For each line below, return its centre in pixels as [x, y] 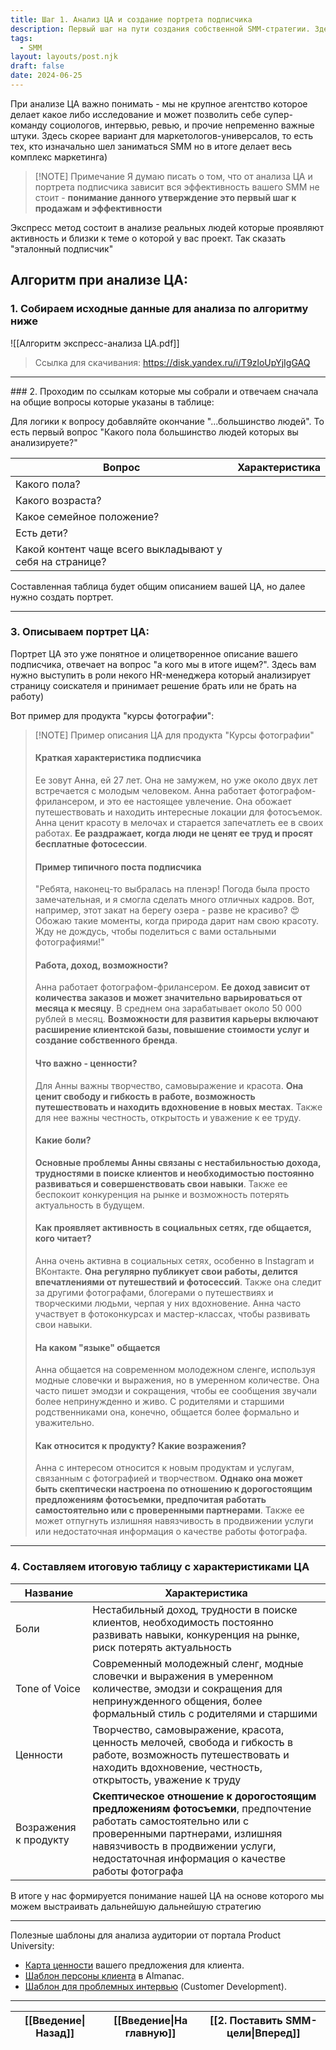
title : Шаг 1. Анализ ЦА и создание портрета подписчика [131, 19]
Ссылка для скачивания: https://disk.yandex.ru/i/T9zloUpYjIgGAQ [172, 362]
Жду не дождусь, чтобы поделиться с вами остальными [155, 932]
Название [49, 1593]
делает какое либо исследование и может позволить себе [136, 114]
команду [29, 125]
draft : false [37, 66]
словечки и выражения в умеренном [183, 1676]
